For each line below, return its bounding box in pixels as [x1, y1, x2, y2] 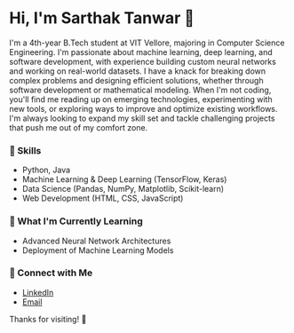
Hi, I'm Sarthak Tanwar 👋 [9, 8, 195, 28]
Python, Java [21, 164, 71, 176]
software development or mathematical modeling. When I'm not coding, [9, 84, 272, 95]
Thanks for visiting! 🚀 [9, 313, 87, 324]
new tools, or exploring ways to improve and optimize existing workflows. [9, 103, 278, 114]
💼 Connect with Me [9, 266, 93, 279]
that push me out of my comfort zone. [9, 122, 148, 132]
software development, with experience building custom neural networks [9, 56, 277, 67]
